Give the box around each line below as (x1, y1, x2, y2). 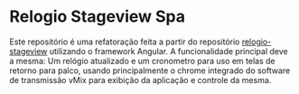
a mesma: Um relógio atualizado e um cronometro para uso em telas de (9, 55, 276, 66)
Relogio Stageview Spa (9, 6, 186, 27)
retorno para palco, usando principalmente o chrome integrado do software (9, 65, 291, 76)
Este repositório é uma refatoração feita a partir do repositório (9, 36, 240, 47)
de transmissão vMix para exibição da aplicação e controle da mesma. (9, 74, 272, 85)
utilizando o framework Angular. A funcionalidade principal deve (49, 45, 288, 56)
